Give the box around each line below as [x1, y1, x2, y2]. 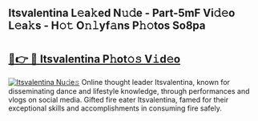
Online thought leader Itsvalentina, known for [81, 78, 231, 87]
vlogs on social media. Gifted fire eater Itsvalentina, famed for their [8, 95, 229, 104]
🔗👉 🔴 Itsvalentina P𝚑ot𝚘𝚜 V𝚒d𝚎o [8, 52, 181, 66]
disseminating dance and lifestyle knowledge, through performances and [8, 87, 250, 95]
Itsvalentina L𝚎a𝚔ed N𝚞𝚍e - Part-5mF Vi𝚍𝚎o [8, 6, 236, 20]
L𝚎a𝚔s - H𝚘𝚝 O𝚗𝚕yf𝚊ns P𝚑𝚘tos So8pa [8, 19, 206, 33]
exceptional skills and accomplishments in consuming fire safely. [8, 103, 222, 113]
